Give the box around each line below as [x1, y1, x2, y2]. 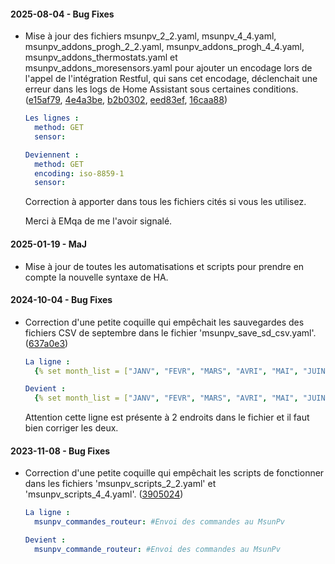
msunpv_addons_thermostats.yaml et [24, 51, 178, 64]
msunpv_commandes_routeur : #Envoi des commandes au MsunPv [34, 517, 286, 527]
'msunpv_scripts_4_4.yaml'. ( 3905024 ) [24, 488, 184, 500]
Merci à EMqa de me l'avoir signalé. [24, 215, 173, 227]
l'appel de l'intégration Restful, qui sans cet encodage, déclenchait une [24, 73, 318, 85]
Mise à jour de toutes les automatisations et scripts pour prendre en [24, 260, 305, 272]
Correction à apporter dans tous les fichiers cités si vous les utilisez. [24, 196, 307, 208]
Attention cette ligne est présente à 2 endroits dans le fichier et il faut [24, 411, 310, 424]
